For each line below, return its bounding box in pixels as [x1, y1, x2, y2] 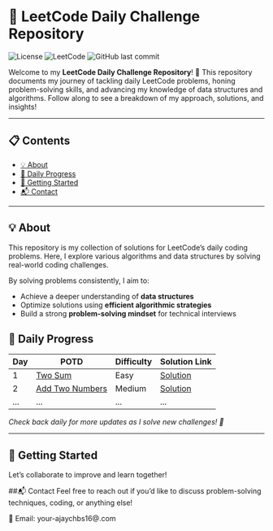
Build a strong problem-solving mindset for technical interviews [19, 308, 237, 318]
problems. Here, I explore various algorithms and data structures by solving [8, 251, 262, 261]
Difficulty [115, 356, 153, 368]
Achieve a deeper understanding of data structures [19, 291, 194, 301]
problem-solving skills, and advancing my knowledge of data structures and [8, 85, 263, 94]
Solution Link [159, 356, 212, 368]
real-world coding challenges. [8, 259, 109, 269]
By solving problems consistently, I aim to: [8, 276, 149, 285]
